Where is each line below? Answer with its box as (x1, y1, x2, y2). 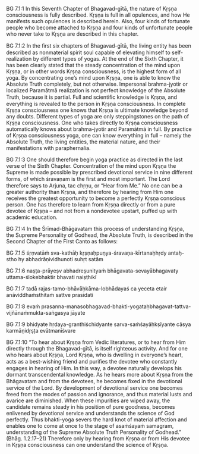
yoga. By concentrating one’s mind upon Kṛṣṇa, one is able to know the (6, 74, 181, 81)
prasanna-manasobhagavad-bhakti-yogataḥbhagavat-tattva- (41, 303, 191, 310)
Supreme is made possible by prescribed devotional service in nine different (6, 169, 193, 176)
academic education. (6, 214, 58, 221)
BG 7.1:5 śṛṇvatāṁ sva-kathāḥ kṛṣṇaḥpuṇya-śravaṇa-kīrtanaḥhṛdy (6, 249, 167, 256)
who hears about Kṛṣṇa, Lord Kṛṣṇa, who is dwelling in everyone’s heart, (6, 351, 183, 358)
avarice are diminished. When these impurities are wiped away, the (6, 397, 170, 404)
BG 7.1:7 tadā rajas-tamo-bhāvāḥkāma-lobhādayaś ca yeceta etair (6, 285, 168, 292)
